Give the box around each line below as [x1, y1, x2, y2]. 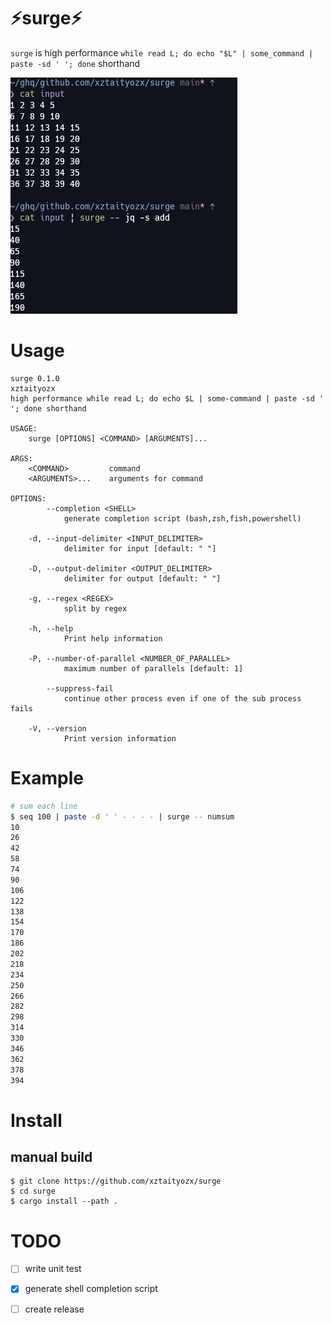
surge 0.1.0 [10, 373, 60, 384]
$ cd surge [10, 1186, 56, 1197]
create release [24, 1303, 85, 1315]
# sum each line [10, 801, 78, 811]
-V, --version [28, 723, 87, 734]
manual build [10, 1149, 93, 1166]
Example [10, 767, 84, 790]
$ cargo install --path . [10, 1196, 118, 1207]
